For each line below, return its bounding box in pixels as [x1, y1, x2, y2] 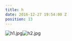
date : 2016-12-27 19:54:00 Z [5, 12, 67, 17]
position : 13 [5, 16, 33, 21]
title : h [5, 7, 24, 12]
